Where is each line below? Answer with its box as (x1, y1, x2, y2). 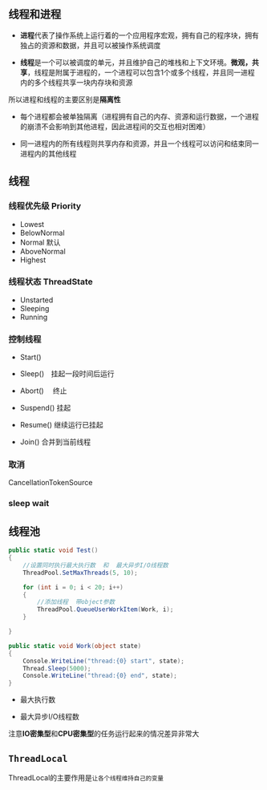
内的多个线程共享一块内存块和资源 (19, 77, 133, 87)
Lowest (19, 219, 45, 229)
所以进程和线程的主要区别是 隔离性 (8, 95, 121, 104)
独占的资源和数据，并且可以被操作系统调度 (19, 40, 161, 50)
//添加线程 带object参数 (37, 598, 115, 606)
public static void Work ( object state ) (8, 642, 142, 650)
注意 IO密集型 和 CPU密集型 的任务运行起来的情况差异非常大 (8, 729, 200, 739)
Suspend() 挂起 (19, 403, 71, 413)
